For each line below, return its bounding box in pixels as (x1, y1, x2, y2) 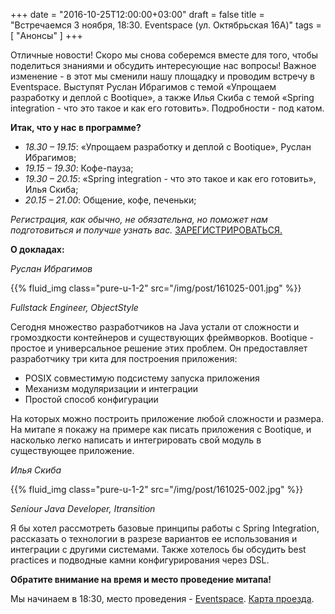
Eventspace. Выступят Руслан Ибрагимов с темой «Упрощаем (10, 81, 277, 93)
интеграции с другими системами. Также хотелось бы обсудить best (10, 544, 307, 555)
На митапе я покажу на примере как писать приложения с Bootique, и (10, 424, 312, 435)
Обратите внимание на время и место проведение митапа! (10, 574, 272, 585)
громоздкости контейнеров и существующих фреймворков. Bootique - (10, 332, 314, 343)
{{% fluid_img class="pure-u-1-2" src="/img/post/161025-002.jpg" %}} (10, 484, 304, 495)
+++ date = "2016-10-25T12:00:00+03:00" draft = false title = (10, 9, 265, 20)
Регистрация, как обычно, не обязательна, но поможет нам (10, 214, 268, 225)
